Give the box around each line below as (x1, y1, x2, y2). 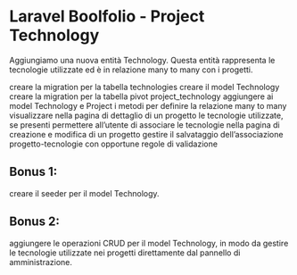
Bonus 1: (9, 164, 58, 179)
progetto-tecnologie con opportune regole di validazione (9, 138, 219, 149)
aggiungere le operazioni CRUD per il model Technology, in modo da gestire (9, 237, 289, 248)
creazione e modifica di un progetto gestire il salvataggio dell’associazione (9, 129, 284, 139)
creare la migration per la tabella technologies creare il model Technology (9, 81, 280, 92)
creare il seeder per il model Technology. (9, 187, 160, 198)
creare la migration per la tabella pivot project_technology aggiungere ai (9, 91, 274, 102)
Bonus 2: (9, 214, 60, 229)
